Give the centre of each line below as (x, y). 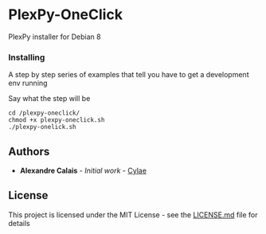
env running (28, 83)
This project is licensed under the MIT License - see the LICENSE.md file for (133, 214)
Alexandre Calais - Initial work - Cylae (83, 171)
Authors (29, 152)
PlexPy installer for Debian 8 (55, 37)
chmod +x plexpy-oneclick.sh (57, 120)
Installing (27, 57)
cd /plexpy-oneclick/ (44, 113)
